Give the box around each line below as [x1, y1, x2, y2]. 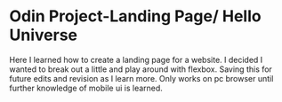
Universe [9, 25, 78, 45]
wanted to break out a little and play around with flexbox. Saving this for [9, 64, 273, 75]
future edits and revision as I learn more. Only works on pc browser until [9, 73, 274, 83]
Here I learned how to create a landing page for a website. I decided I [9, 54, 263, 65]
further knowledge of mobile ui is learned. [9, 82, 163, 93]
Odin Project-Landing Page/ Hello [9, 6, 262, 27]
